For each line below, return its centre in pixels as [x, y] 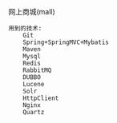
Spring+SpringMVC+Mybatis [66, 42]
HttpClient [41, 98]
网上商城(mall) [32, 12]
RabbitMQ [37, 70]
